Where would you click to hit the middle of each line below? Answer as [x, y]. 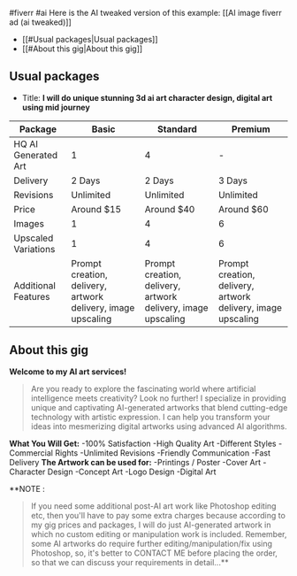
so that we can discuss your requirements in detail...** [129, 562]
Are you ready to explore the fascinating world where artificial [143, 388]
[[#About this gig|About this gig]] [82, 49]
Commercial [31, 453]
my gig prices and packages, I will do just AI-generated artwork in [151, 525]
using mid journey [56, 107]
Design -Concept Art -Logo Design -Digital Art [132, 472]
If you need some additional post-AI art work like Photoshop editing [153, 506]
